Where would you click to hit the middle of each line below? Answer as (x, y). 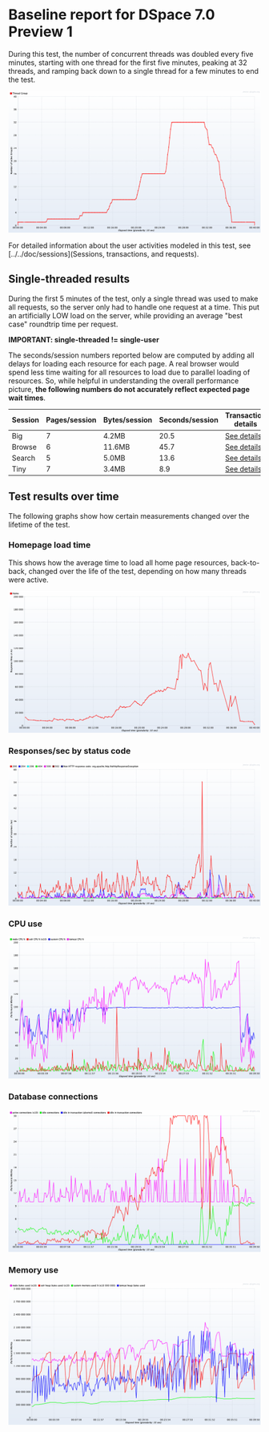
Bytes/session (128, 419)
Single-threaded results (69, 279)
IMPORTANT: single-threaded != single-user (84, 339)
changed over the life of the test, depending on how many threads (137, 571)
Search (24, 458)
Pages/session (71, 419)
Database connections (53, 1097)
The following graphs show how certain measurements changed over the (129, 516)
